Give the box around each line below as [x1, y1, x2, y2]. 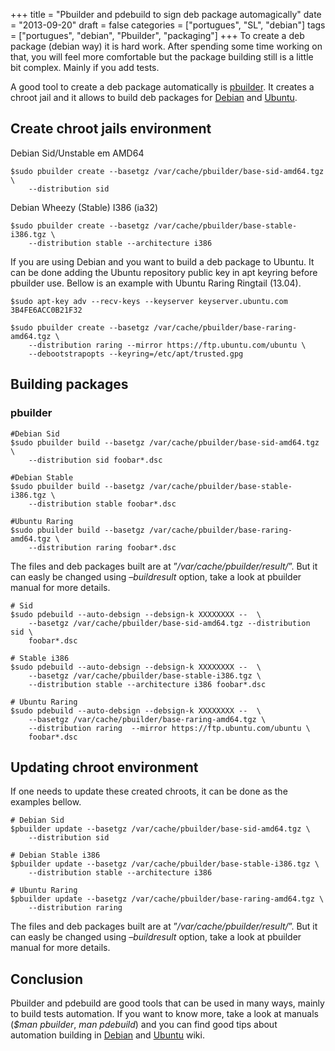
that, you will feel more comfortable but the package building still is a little [10, 51, 314, 63]
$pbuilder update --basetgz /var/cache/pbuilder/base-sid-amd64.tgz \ [10, 824, 311, 834]
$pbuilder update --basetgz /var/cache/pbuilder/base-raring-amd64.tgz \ [10, 894, 325, 904]
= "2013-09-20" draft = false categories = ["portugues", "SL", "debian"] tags [10, 19, 326, 31]
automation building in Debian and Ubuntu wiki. [10, 1029, 205, 1041]
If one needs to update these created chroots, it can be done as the [10, 785, 288, 798]
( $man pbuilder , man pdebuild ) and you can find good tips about [10, 1019, 278, 1031]
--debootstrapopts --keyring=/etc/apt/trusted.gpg [28, 349, 244, 359]
